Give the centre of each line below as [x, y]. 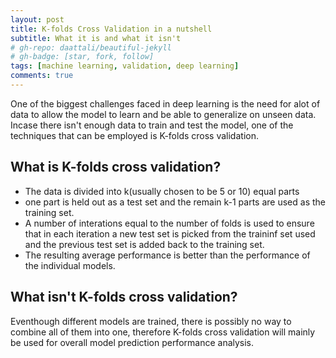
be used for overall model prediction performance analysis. [132, 342]
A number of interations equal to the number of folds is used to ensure [169, 223]
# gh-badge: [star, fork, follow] [82, 57]
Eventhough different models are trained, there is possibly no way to [151, 321]
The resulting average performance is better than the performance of [167, 255]
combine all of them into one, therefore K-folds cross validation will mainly [163, 332]
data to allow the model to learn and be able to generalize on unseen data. [163, 114]
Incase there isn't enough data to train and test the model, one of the [152, 125]
